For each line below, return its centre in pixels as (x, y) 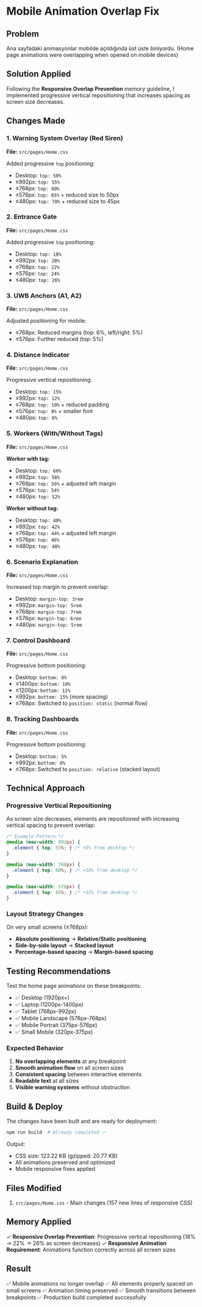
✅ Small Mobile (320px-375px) (54, 1032)
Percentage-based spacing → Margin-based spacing (84, 952)
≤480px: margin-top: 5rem (49, 624)
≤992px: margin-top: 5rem (49, 605)
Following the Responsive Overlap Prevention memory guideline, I (90, 88)
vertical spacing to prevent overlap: (51, 826)
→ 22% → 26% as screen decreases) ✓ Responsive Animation (86, 1243)
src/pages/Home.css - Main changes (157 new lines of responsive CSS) (104, 1203)
